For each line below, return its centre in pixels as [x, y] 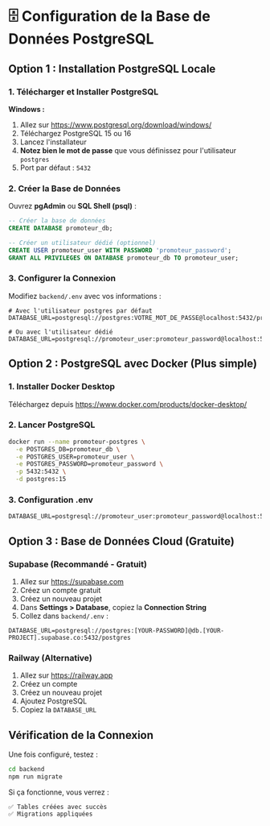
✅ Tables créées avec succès [58, 807]
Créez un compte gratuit [60, 591]
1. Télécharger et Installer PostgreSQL [84, 92]
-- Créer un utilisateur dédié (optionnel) [82, 243]
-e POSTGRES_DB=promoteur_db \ [68, 449]
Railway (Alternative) [50, 658]
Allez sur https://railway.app [66, 675]
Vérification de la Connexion [81, 735]
